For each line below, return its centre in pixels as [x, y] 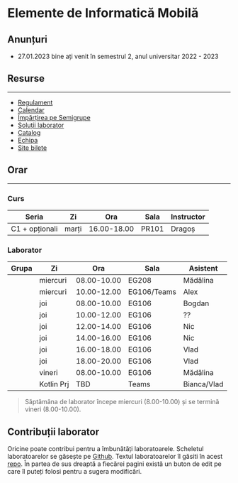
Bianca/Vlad [203, 384]
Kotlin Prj [54, 384]
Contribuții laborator [53, 432]
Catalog [29, 132]
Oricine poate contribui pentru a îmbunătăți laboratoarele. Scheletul [106, 449]
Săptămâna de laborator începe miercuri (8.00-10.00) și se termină [122, 402]
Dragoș [183, 229]
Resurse [26, 78]
